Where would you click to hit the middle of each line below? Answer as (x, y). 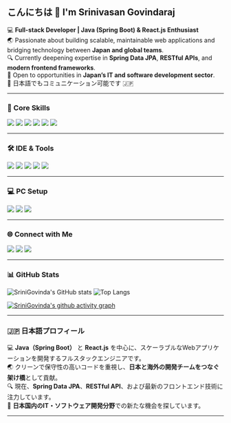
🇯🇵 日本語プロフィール (46, 331)
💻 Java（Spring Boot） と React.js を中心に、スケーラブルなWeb (101, 347)
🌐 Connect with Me (40, 234)
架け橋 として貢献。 (34, 378)
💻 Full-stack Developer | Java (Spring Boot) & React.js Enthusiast (103, 30)
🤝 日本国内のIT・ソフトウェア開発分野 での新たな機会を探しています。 (106, 405)
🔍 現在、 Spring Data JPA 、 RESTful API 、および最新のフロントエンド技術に (115, 386)
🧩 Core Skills (29, 107)
